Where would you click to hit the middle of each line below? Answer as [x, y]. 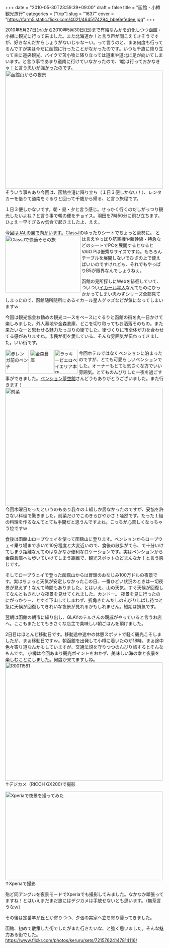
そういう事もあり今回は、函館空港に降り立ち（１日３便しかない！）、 [77, 192]
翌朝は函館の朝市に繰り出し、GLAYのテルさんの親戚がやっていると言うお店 [83, 617]
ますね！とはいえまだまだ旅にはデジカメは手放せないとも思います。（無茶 [81, 901]
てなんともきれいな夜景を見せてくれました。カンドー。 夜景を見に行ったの [83, 594]
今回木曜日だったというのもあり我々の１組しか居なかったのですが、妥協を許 [84, 509]
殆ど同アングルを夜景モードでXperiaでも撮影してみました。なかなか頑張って [84, 894]
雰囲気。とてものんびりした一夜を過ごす [120, 372]
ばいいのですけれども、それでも [115, 264]
